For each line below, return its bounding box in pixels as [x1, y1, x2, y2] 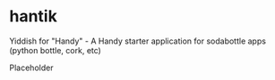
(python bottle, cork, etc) [9, 44, 101, 55]
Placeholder [9, 62, 54, 73]
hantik [9, 6, 58, 27]
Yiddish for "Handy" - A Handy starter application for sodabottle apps [9, 36, 267, 46]
